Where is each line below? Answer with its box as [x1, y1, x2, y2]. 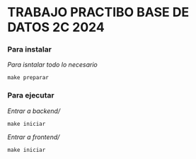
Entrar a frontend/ [7, 132, 60, 141]
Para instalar [7, 45, 52, 54]
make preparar [7, 74, 50, 81]
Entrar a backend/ [7, 107, 61, 115]
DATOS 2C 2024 [7, 19, 105, 35]
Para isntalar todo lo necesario [7, 61, 98, 69]
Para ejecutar [7, 90, 54, 100]
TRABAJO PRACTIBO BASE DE [7, 4, 190, 20]
